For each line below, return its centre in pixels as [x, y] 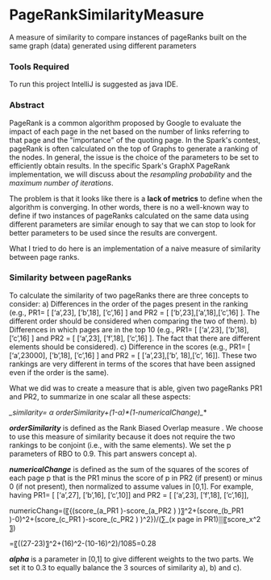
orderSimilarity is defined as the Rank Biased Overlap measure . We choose [136, 428]
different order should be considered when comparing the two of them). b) [133, 321]
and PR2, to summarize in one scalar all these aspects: [100, 396]
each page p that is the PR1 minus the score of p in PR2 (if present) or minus [136, 478]
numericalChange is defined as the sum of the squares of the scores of [129, 469]
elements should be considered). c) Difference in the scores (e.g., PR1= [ [130, 346]
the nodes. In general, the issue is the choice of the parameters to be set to [134, 157]
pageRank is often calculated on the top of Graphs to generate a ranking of [134, 148]
